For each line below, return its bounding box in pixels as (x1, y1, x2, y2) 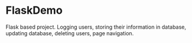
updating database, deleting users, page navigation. (5, 29, 134, 36)
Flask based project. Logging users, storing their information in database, (5, 23, 187, 30)
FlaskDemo (5, 4, 63, 17)
